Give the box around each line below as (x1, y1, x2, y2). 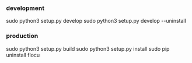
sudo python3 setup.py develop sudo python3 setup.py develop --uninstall (6, 17, 187, 24)
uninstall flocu (6, 51, 40, 58)
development (6, 4, 45, 12)
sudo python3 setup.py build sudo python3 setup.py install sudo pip (6, 45, 170, 52)
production (6, 32, 39, 40)
